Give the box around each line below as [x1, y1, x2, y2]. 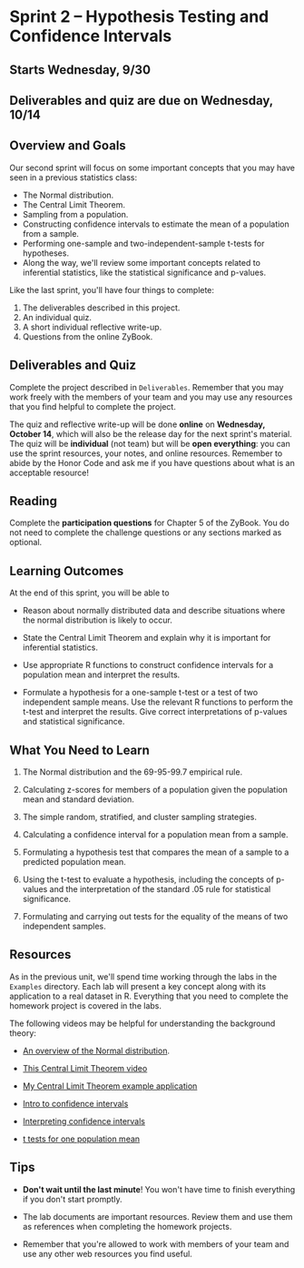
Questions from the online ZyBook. [22, 330, 153, 342]
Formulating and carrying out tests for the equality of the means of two [22, 911, 289, 922]
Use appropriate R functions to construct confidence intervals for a [22, 660, 274, 671]
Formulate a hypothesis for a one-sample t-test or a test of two [22, 687, 259, 698]
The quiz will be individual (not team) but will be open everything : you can [9, 438, 290, 449]
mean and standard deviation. [22, 794, 134, 805]
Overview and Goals [9, 138, 127, 154]
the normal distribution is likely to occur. [22, 614, 172, 625]
